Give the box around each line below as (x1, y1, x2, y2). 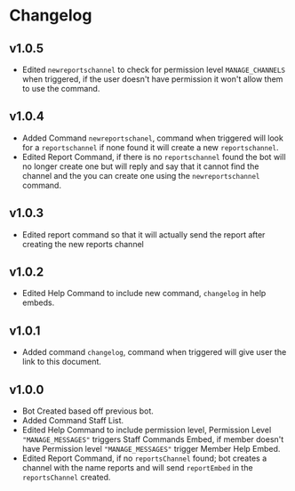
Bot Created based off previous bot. (21, 406, 154, 416)
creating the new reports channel (21, 238, 144, 249)
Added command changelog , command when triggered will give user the (21, 347, 287, 358)
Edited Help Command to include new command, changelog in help (21, 288, 267, 299)
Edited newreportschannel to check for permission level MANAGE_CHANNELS (21, 64, 286, 75)
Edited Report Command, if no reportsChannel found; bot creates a (21, 453, 267, 463)
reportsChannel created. (21, 472, 111, 483)
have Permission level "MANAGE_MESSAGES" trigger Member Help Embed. (21, 444, 281, 455)
